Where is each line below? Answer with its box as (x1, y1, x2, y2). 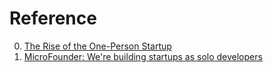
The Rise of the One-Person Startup (23, 40, 172, 52)
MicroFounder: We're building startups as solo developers (23, 50, 263, 62)
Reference (9, 7, 97, 30)
